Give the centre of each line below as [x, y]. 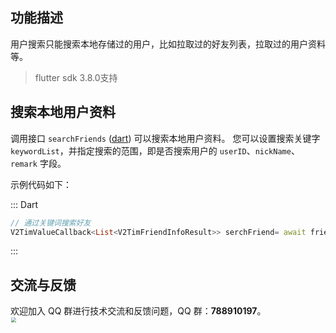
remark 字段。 [38, 163]
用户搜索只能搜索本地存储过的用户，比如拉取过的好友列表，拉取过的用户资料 [168, 44]
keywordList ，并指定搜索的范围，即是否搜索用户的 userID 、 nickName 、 [155, 150]
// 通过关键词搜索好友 [51, 223]
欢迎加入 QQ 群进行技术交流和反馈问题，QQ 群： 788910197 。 [138, 311]
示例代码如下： [41, 184]
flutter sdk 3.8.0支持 [76, 77]
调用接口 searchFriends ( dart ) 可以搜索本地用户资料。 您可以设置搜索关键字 [165, 138]
